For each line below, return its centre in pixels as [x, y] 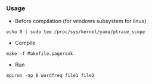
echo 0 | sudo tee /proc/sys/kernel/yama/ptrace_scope [76, 32]
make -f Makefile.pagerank [40, 54]
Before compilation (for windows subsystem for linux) [81, 21]
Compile [25, 43]
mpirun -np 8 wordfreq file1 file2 [50, 76]
